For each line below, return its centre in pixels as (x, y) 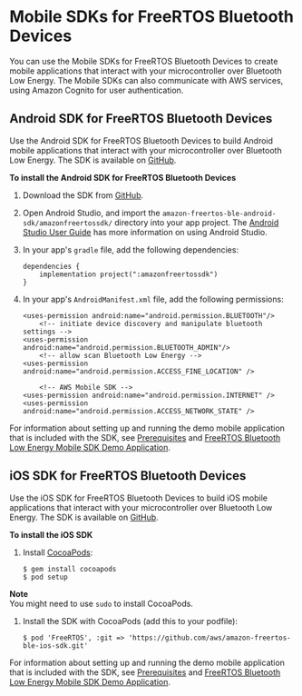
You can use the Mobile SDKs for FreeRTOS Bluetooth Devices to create (144, 61)
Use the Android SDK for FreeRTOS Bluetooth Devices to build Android (141, 140)
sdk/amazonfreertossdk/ (68, 223)
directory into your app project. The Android (197, 222)
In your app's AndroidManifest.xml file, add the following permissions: (153, 299)
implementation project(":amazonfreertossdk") (129, 274)
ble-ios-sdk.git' (55, 646)
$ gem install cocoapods (69, 569)
